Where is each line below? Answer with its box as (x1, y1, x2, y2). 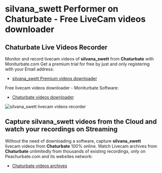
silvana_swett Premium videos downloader (12, 76, 98, 81)
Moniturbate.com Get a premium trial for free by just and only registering (5, 61, 150, 67)
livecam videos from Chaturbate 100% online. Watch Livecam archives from (5, 143, 157, 149)
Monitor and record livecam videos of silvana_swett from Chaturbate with (5, 56, 154, 61)
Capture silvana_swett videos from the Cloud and (5, 117, 157, 126)
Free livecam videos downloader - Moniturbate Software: (5, 85, 119, 90)
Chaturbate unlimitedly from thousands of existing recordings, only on (5, 148, 146, 154)
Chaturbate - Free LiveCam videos (5, 14, 146, 25)
